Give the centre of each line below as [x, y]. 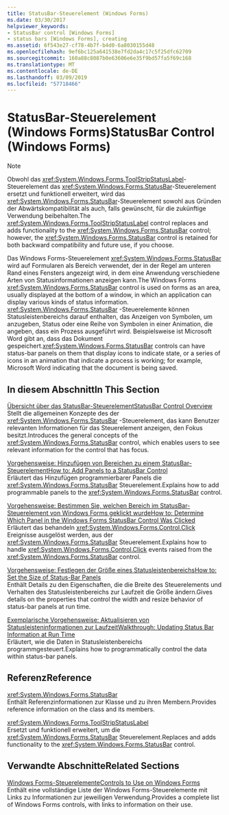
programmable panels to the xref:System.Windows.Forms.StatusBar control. [115, 492]
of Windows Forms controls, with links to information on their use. [100, 804]
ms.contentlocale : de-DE [43, 71]
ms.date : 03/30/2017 [37, 20]
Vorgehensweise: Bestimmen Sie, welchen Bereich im [83, 505]
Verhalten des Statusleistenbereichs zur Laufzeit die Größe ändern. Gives [110, 592]
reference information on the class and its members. [81, 709]
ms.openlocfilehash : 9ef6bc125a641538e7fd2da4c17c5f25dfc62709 [99, 52]
